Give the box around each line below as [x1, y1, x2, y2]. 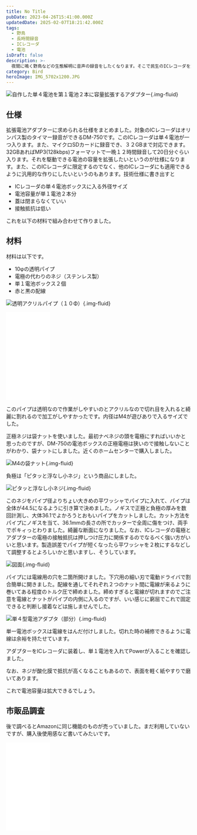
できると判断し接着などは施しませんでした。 [6, 603, 114, 610]
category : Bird [6, 69, 43, 75]
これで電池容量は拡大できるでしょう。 [6, 687, 98, 694]
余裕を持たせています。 [16, 635, 73, 642]
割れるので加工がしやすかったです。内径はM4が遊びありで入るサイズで [16, 413, 188, 420]
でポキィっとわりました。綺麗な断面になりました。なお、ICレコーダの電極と [6, 526, 191, 533]
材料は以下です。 [6, 253, 47, 260]
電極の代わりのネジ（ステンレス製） [14, 272, 103, 279]
